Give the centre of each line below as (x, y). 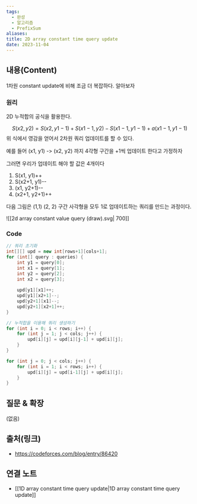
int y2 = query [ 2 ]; (41, 273)
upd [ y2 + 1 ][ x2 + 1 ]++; (41, 307)
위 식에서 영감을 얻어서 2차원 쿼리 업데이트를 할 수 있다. (70, 138)
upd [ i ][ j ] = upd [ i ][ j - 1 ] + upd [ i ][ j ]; (75, 339)
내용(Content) (32, 70)
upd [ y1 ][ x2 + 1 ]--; (38, 296)
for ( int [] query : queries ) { (45, 257)
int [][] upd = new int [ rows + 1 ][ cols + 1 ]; (57, 252)
